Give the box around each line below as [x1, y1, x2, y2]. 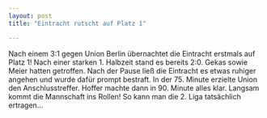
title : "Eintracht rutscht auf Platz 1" [8, 19, 147, 27]
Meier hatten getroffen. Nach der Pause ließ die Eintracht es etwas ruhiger [8, 65, 256, 75]
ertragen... [8, 100, 44, 110]
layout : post [8, 11, 53, 20]
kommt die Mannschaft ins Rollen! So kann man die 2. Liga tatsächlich [8, 91, 241, 101]
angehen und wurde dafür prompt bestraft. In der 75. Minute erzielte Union [8, 74, 257, 84]
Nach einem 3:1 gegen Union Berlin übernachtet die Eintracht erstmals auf [8, 48, 256, 58]
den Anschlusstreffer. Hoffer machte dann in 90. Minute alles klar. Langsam [8, 82, 260, 93]
